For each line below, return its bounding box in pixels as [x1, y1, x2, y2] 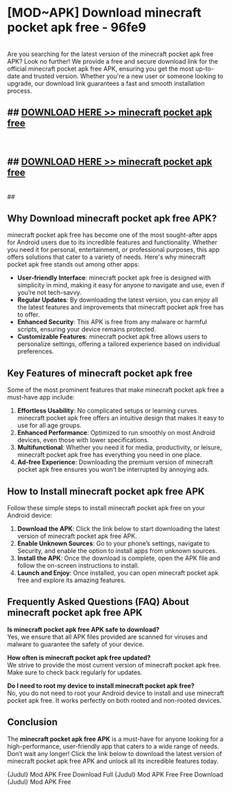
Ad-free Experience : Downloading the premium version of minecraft [17, 458, 213, 467]
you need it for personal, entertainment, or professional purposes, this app [7, 246, 220, 254]
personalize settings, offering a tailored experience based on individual [17, 340, 220, 348]
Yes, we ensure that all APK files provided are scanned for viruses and [7, 632, 208, 641]
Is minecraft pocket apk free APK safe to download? [7, 625, 160, 633]
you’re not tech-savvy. [17, 289, 82, 297]
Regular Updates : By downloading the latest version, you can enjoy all [17, 296, 218, 304]
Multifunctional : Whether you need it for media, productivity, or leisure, [17, 443, 222, 451]
